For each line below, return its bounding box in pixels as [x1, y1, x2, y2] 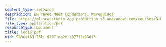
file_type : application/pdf [5, 21, 63, 26]
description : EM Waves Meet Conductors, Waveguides [5, 12, 114, 17]
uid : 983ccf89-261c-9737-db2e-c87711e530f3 [5, 35, 96, 40]
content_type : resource [5, 7, 54, 12]
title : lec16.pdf [5, 30, 41, 35]
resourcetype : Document [5, 25, 54, 30]
